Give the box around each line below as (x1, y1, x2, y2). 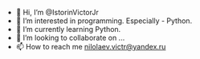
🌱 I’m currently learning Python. (15, 25, 121, 33)
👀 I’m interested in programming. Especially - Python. (15, 16, 193, 26)
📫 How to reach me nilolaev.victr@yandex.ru (15, 42, 166, 51)
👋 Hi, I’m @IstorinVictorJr (15, 8, 99, 17)
